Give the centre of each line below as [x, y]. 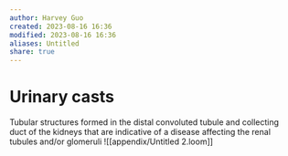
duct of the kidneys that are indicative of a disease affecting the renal [140, 132]
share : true [32, 52]
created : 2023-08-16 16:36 [61, 26]
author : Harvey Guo [47, 18]
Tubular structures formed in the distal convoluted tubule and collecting [144, 122]
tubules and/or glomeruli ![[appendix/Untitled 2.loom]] [111, 141]
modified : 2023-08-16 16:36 [63, 35]
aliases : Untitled [44, 43]
